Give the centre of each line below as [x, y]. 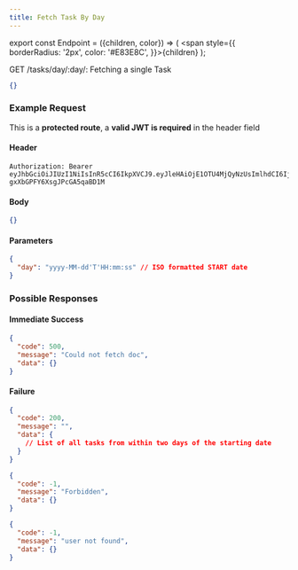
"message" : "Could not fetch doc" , [83, 355]
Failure [22, 391]
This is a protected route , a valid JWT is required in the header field [134, 127]
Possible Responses [54, 298]
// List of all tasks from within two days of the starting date [149, 443]
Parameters [31, 240]
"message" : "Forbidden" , [63, 492]
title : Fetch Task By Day [57, 17]
